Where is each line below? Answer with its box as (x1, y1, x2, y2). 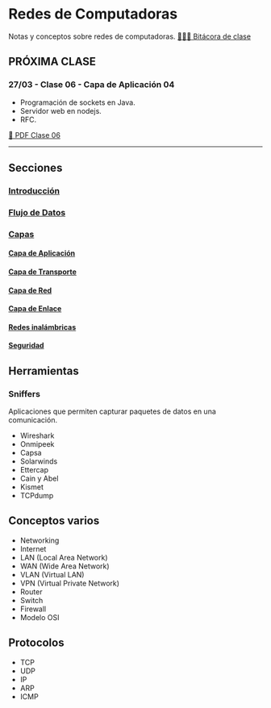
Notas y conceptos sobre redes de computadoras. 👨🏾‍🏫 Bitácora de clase (8, 31, 252, 41)
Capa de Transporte (8, 267, 77, 277)
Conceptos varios (8, 514, 100, 528)
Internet (19, 543, 47, 553)
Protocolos (8, 636, 65, 650)
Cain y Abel (19, 473, 59, 484)
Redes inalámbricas (8, 322, 77, 331)
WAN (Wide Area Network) (19, 561, 110, 571)
